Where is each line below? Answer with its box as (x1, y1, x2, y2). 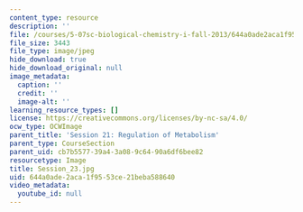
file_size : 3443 (9, 38, 70, 48)
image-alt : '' (17, 97, 70, 106)
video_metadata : (9, 181, 70, 190)
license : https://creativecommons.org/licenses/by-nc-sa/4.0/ (9, 114, 248, 123)
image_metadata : (9, 72, 70, 81)
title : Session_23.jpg (9, 164, 95, 173)
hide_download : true (9, 55, 87, 64)
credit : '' (17, 88, 59, 97)
